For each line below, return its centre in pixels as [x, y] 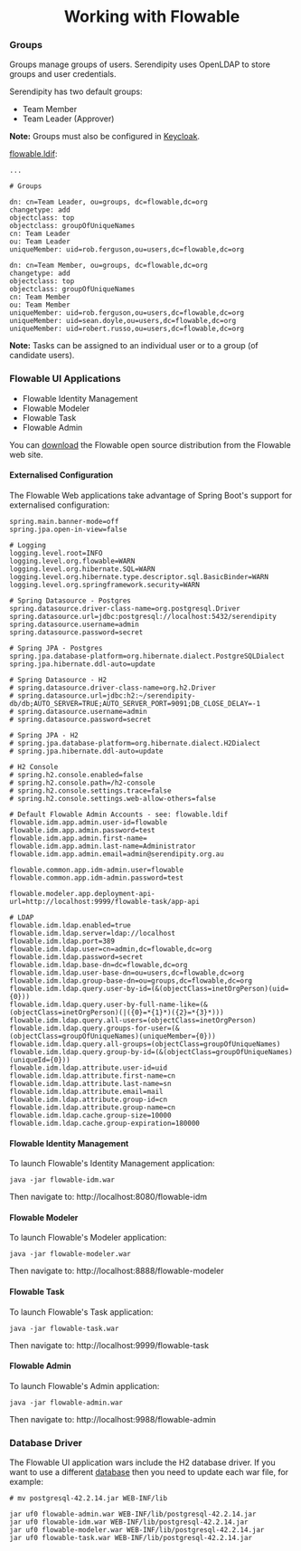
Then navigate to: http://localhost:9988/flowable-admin [113, 1419]
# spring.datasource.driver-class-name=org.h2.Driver [113, 688]
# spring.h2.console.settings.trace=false [90, 790]
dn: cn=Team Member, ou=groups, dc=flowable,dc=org [108, 266]
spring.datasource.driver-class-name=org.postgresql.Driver [125, 608]
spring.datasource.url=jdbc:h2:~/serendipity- [107, 695]
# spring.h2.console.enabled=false [76, 775]
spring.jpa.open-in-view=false [68, 529]
